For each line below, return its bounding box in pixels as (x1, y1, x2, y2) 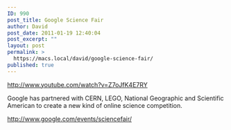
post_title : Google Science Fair (7, 17, 104, 24)
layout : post (7, 42, 45, 49)
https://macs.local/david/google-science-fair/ (13, 55, 154, 62)
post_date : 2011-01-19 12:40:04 (7, 29, 101, 37)
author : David (7, 23, 49, 30)
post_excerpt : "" (7, 36, 58, 43)
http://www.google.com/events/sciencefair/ (7, 115, 132, 123)
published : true (7, 62, 54, 68)
